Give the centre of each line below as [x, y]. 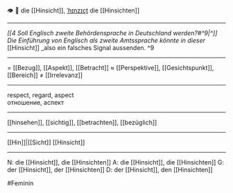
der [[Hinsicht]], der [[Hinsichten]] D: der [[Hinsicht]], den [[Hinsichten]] [110, 170]
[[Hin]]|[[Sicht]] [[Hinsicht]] [46, 142]
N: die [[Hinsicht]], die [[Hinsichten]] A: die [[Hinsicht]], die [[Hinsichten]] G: [115, 162]
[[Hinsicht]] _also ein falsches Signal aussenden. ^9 [81, 48]
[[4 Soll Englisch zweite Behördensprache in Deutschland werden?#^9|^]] [112, 33]
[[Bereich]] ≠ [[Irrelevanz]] [45, 75]
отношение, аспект [36, 102]
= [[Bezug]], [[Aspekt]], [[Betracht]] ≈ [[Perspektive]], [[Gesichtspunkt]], [111, 68]
